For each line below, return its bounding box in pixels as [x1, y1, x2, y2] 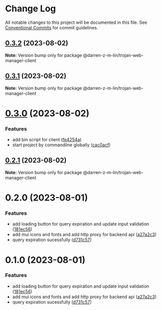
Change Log [5, 3, 56, 14]
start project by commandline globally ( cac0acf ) [12, 142, 111, 148]
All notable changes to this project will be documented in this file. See [5, 19, 148, 25]
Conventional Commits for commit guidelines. [5, 24, 98, 30]
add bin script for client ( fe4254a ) [12, 137, 82, 143]
